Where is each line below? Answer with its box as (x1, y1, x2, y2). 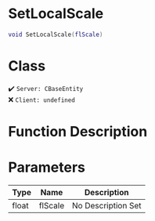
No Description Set (71, 200, 142, 211)
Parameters (8, 158, 86, 176)
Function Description (8, 122, 148, 140)
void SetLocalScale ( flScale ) (8, 31, 103, 38)
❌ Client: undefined (8, 95, 76, 104)
